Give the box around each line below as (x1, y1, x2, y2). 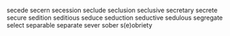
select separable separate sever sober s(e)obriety (6, 21, 153, 29)
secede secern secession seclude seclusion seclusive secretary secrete (6, 6, 218, 14)
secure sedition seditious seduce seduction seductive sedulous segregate (6, 13, 224, 22)
